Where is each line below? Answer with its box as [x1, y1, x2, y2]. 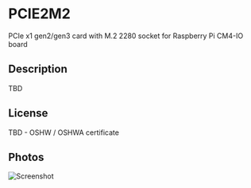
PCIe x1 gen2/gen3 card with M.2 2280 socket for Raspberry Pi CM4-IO [8, 31, 244, 40]
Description [8, 63, 68, 76]
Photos [8, 150, 44, 163]
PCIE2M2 [8, 5, 71, 23]
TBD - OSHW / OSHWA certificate [8, 128, 119, 137]
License [8, 106, 48, 120]
